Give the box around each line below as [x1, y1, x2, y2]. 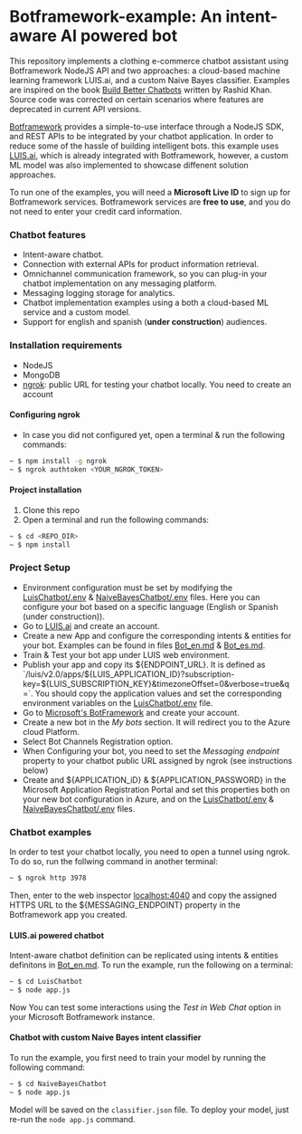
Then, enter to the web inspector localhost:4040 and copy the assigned [9, 890, 278, 901]
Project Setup [9, 561, 71, 574]
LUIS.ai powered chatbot [9, 929, 105, 940]
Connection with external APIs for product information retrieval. [22, 259, 260, 270]
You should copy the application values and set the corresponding [34, 688, 282, 699]
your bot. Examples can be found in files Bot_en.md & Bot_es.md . [22, 640, 266, 651]
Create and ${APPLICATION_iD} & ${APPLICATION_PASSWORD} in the [22, 774, 287, 785]
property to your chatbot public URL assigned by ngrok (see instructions [22, 755, 293, 766]
